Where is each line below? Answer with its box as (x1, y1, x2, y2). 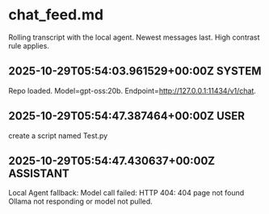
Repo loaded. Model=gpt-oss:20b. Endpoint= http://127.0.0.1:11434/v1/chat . (8, 86, 257, 95)
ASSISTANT (8, 166, 70, 180)
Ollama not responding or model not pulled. (8, 196, 153, 207)
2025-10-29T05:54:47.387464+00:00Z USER (8, 109, 245, 123)
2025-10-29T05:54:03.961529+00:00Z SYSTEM (8, 65, 262, 78)
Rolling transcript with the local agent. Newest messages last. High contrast (8, 32, 260, 42)
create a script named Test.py (8, 131, 108, 141)
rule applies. (8, 40, 50, 50)
